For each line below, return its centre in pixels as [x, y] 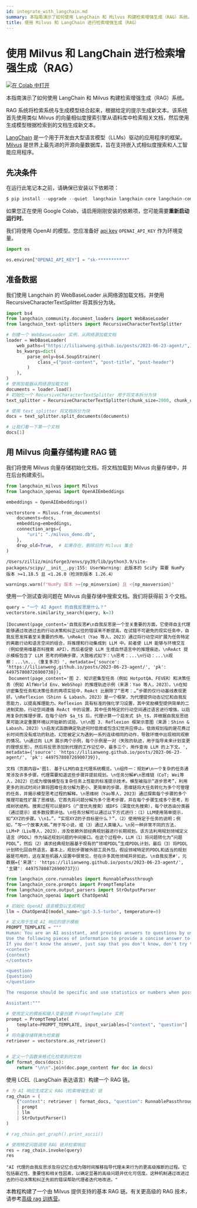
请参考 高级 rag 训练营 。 [35, 1199]
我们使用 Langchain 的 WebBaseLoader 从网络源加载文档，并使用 [85, 295]
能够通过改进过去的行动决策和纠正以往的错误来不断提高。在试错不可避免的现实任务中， [96, 631]
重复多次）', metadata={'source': [80, 662]
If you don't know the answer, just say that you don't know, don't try [97, 944]
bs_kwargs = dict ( [37, 351]
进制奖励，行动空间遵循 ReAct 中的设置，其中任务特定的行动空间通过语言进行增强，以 [96, 710]
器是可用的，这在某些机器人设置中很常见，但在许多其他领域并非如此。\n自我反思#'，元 [96, 856]
